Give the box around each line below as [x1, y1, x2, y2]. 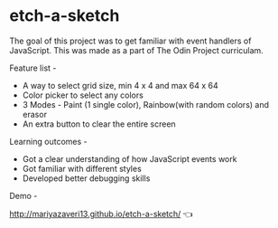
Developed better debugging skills [22, 173, 151, 184]
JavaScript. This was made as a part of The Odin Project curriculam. [9, 44, 264, 55]
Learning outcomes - [9, 136, 88, 147]
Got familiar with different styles [22, 163, 142, 174]
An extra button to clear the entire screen [22, 119, 176, 129]
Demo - [9, 190, 38, 201]
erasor [22, 109, 48, 119]
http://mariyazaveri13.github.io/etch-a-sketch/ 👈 [9, 208, 193, 219]
